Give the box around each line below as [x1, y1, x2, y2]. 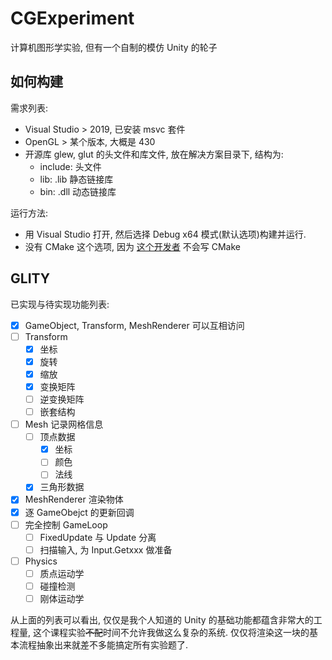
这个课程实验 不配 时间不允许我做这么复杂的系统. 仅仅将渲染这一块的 [32, 627, 310, 638]
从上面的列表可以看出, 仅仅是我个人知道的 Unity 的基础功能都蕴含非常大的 [10, 614, 314, 626]
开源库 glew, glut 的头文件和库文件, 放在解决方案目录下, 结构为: [24, 148, 284, 160]
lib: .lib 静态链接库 [39, 173, 114, 185]
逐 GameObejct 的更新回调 [24, 506, 135, 518]
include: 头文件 [39, 160, 102, 172]
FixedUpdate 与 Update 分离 [39, 531, 157, 543]
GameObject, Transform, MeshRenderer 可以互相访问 [24, 319, 245, 331]
